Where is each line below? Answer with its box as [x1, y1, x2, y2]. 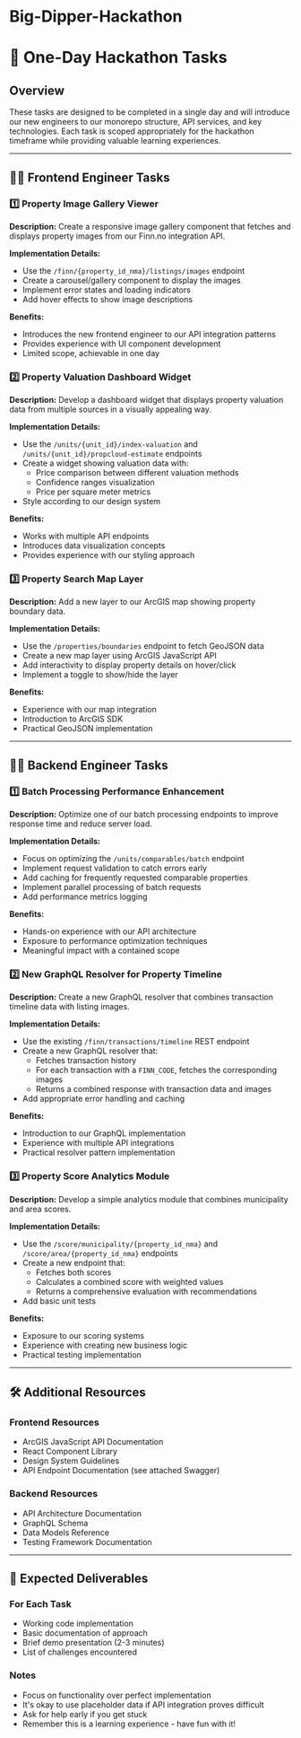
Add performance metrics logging [21, 891, 148, 903]
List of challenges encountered [21, 1646, 137, 1657]
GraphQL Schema [21, 1517, 89, 1528]
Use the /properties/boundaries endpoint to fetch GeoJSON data [21, 641, 264, 651]
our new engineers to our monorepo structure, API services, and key [9, 117, 262, 127]
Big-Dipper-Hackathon [9, 6, 183, 27]
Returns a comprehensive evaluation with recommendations [35, 1286, 258, 1297]
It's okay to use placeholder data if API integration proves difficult [21, 1699, 264, 1710]
